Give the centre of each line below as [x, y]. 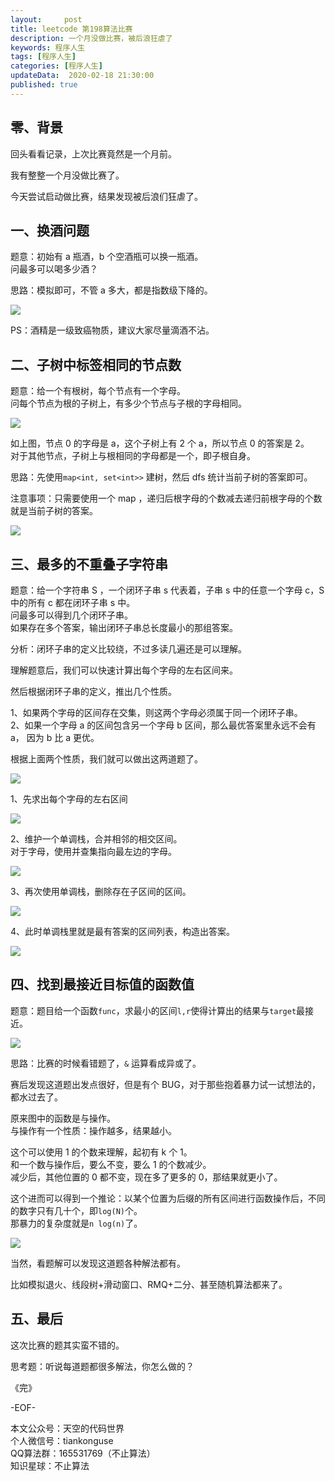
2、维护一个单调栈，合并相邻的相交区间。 [96, 839]
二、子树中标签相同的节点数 [96, 364]
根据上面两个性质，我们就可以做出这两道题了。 [106, 759]
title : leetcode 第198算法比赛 [71, 29]
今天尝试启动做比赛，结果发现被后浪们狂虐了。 [106, 196]
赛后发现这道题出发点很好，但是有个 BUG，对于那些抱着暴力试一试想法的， [165, 1084]
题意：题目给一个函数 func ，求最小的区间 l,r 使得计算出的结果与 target [153, 1010]
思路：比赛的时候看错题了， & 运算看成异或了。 [106, 1063]
